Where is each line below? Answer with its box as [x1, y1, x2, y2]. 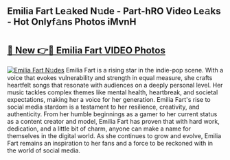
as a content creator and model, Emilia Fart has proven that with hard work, [7, 118, 220, 125]
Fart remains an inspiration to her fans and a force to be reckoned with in [7, 139, 214, 147]
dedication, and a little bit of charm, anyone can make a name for [7, 124, 191, 133]
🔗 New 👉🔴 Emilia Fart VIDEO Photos [7, 44, 166, 56]
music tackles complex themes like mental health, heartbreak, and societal [7, 88, 218, 96]
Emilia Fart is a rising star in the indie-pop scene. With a [65, 66, 224, 74]
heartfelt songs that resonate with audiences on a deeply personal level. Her [7, 81, 223, 89]
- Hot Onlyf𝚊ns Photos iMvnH [7, 16, 137, 28]
